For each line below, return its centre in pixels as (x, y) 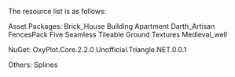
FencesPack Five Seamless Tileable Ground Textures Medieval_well (118, 35)
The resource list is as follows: (57, 11)
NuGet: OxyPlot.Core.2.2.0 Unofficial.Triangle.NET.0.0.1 (97, 49)
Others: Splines (33, 65)
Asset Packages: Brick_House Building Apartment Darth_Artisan (112, 26)
